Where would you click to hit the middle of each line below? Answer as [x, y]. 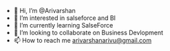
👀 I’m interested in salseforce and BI [64, 18]
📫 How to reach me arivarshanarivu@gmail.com [83, 40]
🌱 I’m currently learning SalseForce [63, 25]
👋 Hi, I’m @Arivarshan [44, 11]
